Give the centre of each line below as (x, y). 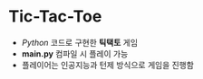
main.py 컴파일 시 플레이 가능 (75, 53)
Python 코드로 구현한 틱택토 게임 (79, 42)
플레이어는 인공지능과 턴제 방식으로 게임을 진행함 (107, 65)
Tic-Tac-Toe (55, 17)
